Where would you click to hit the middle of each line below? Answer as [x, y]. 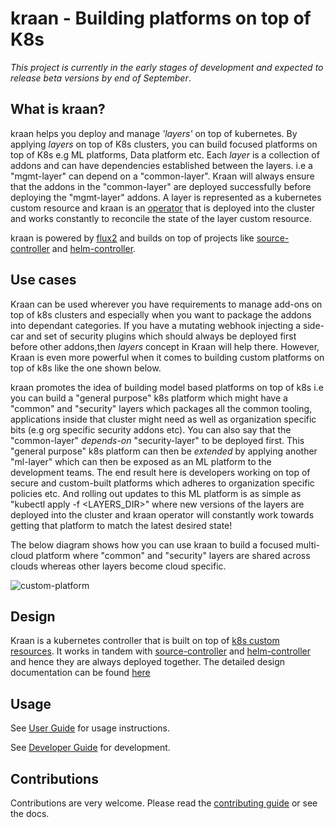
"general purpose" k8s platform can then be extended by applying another [164, 451]
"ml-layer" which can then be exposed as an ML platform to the [141, 461]
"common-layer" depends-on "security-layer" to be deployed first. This [157, 440]
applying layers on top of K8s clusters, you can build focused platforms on [164, 144]
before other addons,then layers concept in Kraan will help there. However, [165, 346]
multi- [308, 544]
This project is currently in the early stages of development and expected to [167, 67]
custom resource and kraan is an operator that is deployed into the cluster [163, 208]
